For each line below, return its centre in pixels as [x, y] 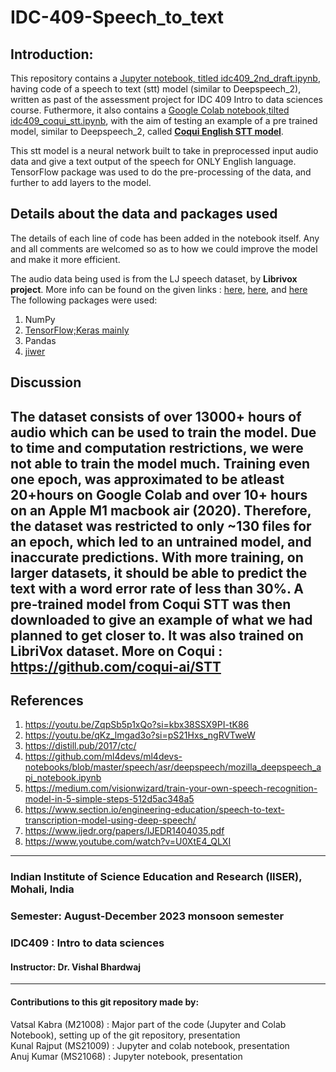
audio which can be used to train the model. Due [163, 432]
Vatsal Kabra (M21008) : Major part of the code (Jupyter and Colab [148, 1024]
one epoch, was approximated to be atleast [147, 479]
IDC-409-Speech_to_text [117, 17]
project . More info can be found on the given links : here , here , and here [159, 289]
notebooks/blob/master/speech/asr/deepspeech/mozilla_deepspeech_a [173, 767]
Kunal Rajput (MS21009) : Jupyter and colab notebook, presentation [150, 1045]
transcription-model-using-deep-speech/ [110, 820]
